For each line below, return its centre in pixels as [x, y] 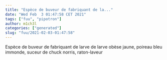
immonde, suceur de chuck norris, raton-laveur [54, 52]
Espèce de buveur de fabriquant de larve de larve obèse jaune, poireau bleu [84, 47]
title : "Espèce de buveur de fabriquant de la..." [59, 10]
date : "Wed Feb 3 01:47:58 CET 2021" [46, 14]
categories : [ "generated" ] [33, 28]
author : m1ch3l [21, 24]
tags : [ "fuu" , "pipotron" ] [33, 19]
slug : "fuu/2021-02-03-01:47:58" [40, 33]
